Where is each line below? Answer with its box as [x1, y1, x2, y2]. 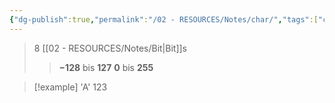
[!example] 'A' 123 [33, 81, 108, 93]
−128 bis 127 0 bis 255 [58, 61, 154, 73]
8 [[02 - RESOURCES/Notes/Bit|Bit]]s [33, 42, 188, 54]
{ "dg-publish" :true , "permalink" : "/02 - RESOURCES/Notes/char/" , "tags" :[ [9, 14, 319, 25]
